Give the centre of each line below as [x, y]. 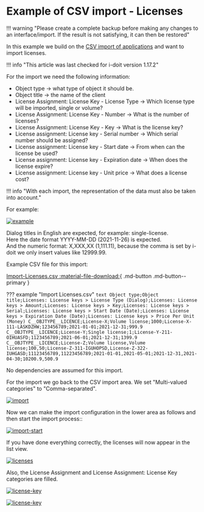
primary [16, 283]
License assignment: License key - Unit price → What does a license [101, 173]
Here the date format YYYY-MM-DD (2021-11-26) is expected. [84, 239]
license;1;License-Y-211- [140, 332]
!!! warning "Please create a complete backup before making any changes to [102, 28]
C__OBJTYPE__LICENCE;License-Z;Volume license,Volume [76, 343]
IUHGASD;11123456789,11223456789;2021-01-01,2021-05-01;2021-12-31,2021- [102, 353]
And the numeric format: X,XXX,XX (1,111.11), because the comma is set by [99, 246]
